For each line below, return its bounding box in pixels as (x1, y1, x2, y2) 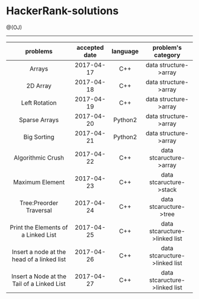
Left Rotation (21, 98, 57, 107)
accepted (76, 43, 104, 52)
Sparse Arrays (18, 116, 59, 124)
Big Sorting (23, 132, 54, 141)
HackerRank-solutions (6, 4, 119, 18)
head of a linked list (11, 255, 66, 263)
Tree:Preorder (20, 199, 59, 207)
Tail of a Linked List (12, 279, 66, 288)
